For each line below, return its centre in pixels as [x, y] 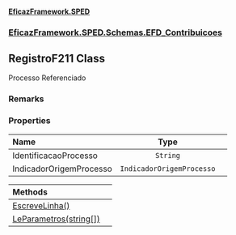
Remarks [26, 99]
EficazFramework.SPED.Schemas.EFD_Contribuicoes [115, 32]
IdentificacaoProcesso [55, 156]
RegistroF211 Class [57, 58]
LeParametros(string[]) [56, 219]
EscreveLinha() [41, 205]
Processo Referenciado [47, 78]
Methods [30, 192]
